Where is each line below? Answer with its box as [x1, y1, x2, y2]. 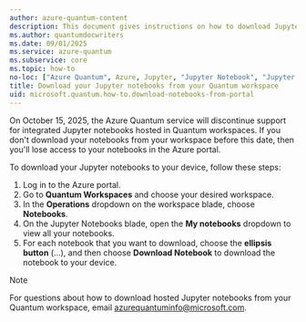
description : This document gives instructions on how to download [9, 22, 271, 31]
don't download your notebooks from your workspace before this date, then [9, 134, 294, 145]
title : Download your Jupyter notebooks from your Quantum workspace [9, 81, 280, 90]
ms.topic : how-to [9, 65, 76, 74]
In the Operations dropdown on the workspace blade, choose [22, 198, 255, 210]
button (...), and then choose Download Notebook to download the [22, 247, 276, 258]
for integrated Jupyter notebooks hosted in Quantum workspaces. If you [9, 124, 280, 135]
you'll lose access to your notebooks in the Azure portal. [9, 143, 221, 155]
